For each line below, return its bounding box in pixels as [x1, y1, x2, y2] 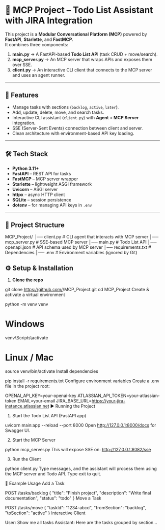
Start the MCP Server [12, 437, 55, 443]
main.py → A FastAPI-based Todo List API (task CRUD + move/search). [12, 51, 158, 57]
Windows [5, 319, 45, 330]
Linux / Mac [5, 352, 54, 364]
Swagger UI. [5, 428, 30, 433]
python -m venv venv [5, 301, 48, 307]
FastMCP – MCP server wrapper [12, 176, 79, 182]
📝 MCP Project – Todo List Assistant [5, 4, 153, 16]
